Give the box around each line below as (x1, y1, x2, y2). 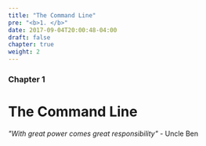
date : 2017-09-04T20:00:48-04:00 (8, 26, 117, 34)
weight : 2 (8, 48, 41, 56)
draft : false (8, 33, 51, 42)
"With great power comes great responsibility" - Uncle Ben (8, 129, 199, 138)
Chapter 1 (8, 74, 45, 85)
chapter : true (8, 41, 55, 49)
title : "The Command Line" (8, 11, 96, 20)
